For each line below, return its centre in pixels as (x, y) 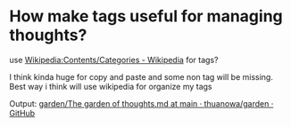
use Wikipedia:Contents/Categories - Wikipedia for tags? (114, 60)
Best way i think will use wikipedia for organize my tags (111, 86)
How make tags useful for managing (146, 16)
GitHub (22, 113)
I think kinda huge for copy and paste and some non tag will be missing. (141, 76)
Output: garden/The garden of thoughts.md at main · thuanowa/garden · (141, 103)
